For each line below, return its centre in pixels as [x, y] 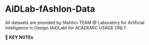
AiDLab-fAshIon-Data [50, 9]
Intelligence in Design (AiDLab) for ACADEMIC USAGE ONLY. [66, 27]
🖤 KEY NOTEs [19, 37]
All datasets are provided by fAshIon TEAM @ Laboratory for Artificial [75, 22]
